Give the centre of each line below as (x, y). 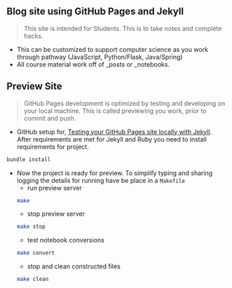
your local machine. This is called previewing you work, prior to (115, 111)
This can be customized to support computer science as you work (112, 49)
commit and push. (50, 118)
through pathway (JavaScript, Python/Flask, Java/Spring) (100, 57)
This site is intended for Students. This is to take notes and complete (123, 28)
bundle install (29, 159)
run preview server (54, 188)
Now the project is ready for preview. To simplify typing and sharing (115, 173)
